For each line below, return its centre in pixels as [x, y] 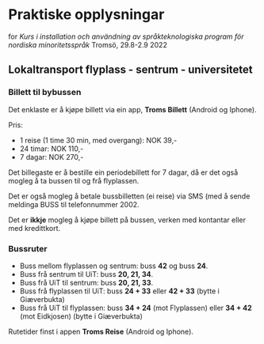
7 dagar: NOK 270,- [52, 157]
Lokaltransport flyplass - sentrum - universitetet [131, 70]
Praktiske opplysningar [86, 15]
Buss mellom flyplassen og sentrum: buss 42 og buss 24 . [114, 266]
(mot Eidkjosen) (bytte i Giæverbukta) [81, 316]
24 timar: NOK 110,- [52, 149]
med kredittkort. [34, 228]
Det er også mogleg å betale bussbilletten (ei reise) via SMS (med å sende [129, 196]
